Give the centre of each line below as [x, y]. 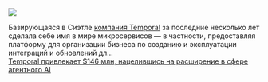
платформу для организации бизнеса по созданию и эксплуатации [122, 44]
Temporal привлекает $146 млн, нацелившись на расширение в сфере [128, 61]
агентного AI [30, 70]
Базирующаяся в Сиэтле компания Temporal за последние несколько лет [134, 27]
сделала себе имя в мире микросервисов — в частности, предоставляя [132, 36]
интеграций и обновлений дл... [61, 53]
